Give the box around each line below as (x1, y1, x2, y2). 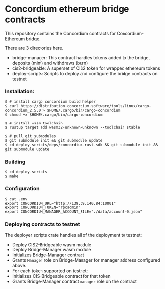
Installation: (5, 88, 35, 95)
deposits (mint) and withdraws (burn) (12, 60, 88, 66)
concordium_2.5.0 (5, 108, 41, 113)
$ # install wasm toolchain (5, 121, 63, 126)
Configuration (5, 185, 40, 192)
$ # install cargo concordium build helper (5, 99, 96, 104)
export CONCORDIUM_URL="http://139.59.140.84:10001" (5, 201, 116, 206)
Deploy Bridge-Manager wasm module (12, 247, 91, 253)
